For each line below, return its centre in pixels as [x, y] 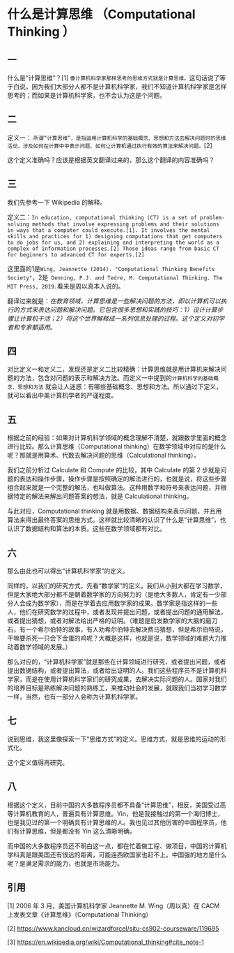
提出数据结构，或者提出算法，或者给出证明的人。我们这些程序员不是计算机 [114, 671]
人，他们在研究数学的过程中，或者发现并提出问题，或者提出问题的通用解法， [117, 612]
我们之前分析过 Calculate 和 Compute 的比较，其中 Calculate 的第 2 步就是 [114, 470]
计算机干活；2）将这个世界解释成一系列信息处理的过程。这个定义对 [116, 318]
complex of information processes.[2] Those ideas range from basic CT [113, 249]
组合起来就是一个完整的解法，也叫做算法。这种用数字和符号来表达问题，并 [114, 488]
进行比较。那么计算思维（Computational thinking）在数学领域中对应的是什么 [117, 446]
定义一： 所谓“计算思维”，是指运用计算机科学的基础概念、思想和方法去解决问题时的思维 [117, 138]
